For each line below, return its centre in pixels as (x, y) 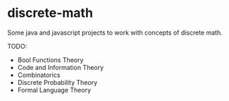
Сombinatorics (39, 75)
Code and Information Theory (61, 67)
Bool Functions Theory (50, 60)
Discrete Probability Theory (57, 82)
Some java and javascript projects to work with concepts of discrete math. (115, 32)
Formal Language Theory (54, 90)
